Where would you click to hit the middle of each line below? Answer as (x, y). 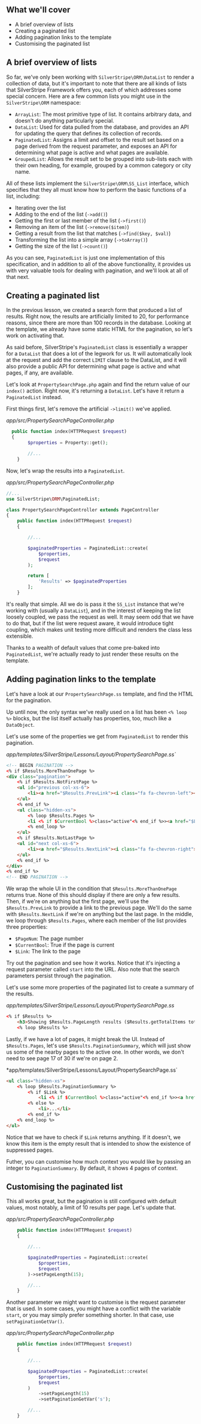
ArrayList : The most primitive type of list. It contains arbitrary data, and (103, 114)
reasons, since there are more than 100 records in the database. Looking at (99, 323)
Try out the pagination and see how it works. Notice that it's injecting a (93, 963)
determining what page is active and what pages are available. (92, 152)
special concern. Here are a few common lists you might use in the (88, 96)
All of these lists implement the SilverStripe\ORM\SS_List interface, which (98, 183)
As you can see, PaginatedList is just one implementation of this (86, 257)
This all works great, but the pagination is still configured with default (91, 1201)
